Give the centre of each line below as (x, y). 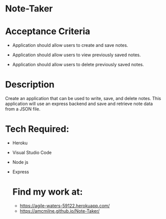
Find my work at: (47, 192)
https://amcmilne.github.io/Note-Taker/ (60, 211)
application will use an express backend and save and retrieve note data (79, 104)
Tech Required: (37, 129)
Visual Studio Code (32, 153)
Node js (20, 162)
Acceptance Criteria (48, 32)
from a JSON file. (23, 109)
